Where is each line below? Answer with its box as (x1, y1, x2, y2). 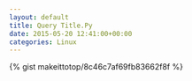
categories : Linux (9, 37, 77, 47)
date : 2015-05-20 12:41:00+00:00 (9, 29, 133, 38)
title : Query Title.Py (9, 21, 93, 30)
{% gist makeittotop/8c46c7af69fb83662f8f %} (9, 62, 184, 72)
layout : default (9, 12, 69, 22)
